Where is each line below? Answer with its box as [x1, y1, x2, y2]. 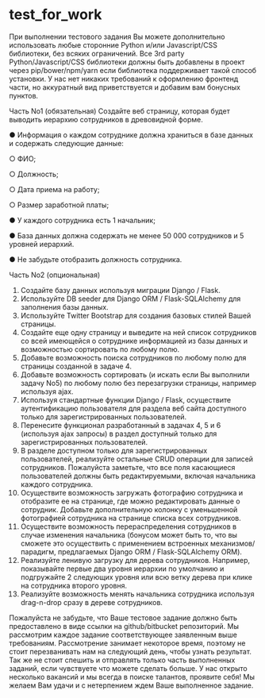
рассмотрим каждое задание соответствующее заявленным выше [9, 630, 237, 639]
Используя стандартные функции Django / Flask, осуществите [20, 395, 232, 404]
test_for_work [9, 6, 102, 24]
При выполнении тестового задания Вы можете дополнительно [9, 32, 225, 41]
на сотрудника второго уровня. [20, 580, 128, 590]
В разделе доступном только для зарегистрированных [20, 445, 208, 455]
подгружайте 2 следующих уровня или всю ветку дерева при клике [20, 572, 253, 581]
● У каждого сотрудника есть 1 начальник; [9, 215, 156, 225]
